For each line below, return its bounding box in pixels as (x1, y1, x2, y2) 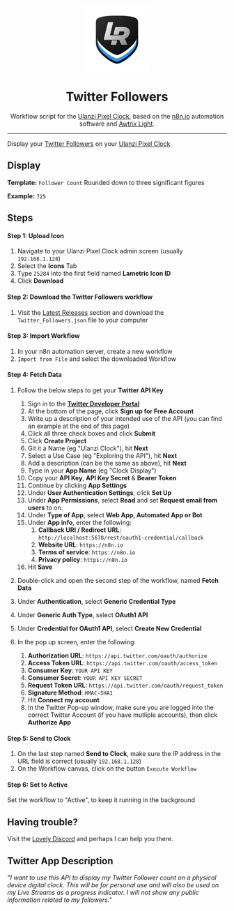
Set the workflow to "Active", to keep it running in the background (7, 796, 196, 804)
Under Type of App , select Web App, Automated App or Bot (27, 510, 203, 519)
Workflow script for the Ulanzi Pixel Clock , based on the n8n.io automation (10, 112, 224, 120)
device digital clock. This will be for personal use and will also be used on (7, 880, 219, 889)
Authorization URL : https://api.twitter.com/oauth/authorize (27, 651, 208, 660)
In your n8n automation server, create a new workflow (17, 347, 173, 355)
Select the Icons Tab (17, 262, 77, 270)
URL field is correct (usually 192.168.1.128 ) (17, 757, 141, 766)
